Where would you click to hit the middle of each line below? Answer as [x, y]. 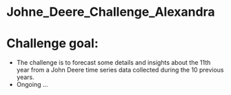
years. [26, 77]
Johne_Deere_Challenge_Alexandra [111, 12]
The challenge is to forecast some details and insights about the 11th [113, 63]
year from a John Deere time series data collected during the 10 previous [120, 70]
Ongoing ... [32, 85]
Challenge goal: [53, 44]
